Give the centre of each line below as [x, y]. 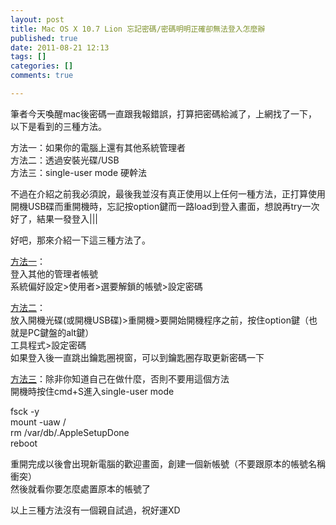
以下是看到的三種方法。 [58, 126]
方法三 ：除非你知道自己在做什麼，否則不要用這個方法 [120, 378]
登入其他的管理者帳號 [54, 273]
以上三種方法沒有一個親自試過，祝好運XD [95, 510]
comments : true [42, 76]
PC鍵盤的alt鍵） [61, 332]
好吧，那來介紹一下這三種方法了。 [80, 240]
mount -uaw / [38, 422]
